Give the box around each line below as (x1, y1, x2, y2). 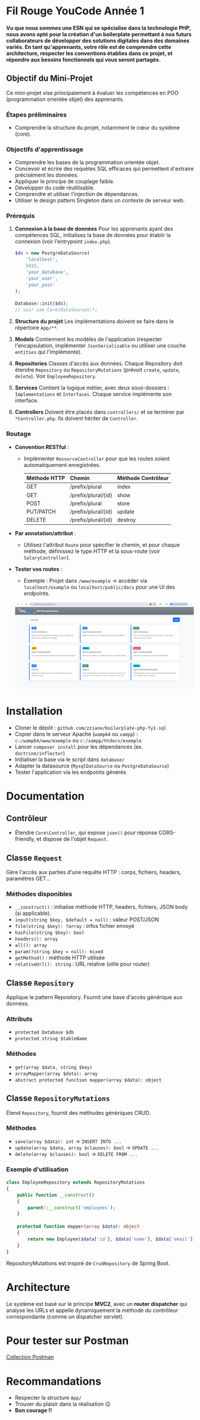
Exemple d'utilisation (6, 1165, 68, 1173)
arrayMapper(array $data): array (14, 1071, 98, 1077)
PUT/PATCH (26, 508, 56, 515)
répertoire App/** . (14, 324, 58, 331)
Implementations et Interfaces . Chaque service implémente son (14, 391, 172, 398)
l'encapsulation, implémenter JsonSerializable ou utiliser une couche (14, 342, 186, 349)
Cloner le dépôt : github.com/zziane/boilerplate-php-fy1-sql (14, 724, 167, 731)
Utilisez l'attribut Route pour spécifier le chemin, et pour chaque (23, 541, 180, 548)
